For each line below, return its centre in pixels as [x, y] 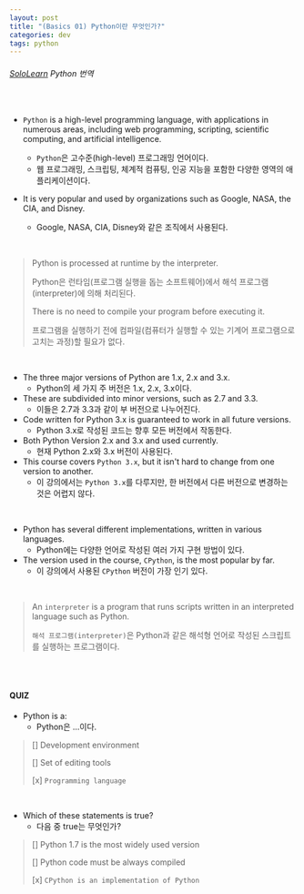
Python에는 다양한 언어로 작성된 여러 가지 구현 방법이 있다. [141, 550]
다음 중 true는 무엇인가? [78, 826]
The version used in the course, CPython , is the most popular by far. [148, 560]
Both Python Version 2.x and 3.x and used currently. [120, 441]
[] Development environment [85, 745]
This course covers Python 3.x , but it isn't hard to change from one [148, 462]
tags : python [34, 43]
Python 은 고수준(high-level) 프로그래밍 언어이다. [122, 158]
